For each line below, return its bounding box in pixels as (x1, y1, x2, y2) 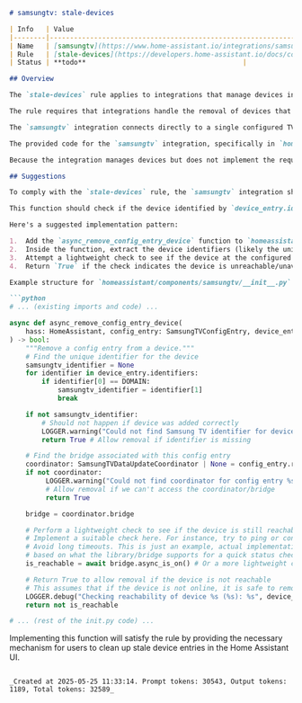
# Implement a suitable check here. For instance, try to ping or (25, 534, 280, 543)
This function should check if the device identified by (9, 204, 227, 213)
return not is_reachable (25, 601, 119, 610)
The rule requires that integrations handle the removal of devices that (9, 107, 292, 116)
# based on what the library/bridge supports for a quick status (25, 551, 276, 560)
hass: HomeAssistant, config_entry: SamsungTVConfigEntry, (25, 327, 252, 336)
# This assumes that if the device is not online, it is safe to (25, 583, 276, 592)
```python (9, 294, 47, 303)
